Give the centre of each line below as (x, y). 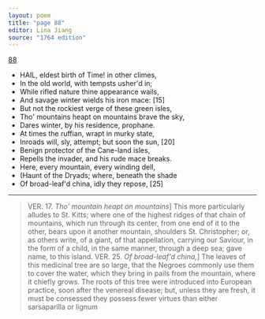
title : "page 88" (37, 23)
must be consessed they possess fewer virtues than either (123, 299)
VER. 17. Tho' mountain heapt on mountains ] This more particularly (136, 206)
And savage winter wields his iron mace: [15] (92, 100)
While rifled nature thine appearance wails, (89, 92)
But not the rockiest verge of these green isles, (95, 109)
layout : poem (30, 15)
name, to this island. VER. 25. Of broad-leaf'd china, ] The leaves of (136, 257)
